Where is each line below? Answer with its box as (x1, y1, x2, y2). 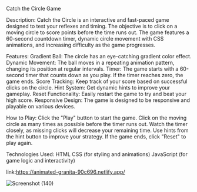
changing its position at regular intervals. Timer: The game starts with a (6, 65, 179, 72)
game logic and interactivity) (6, 157, 75, 164)
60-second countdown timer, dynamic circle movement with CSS (6, 35, 164, 42)
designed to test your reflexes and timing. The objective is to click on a (6, 23, 178, 29)
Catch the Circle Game (6, 5, 61, 12)
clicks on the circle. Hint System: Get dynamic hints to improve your (6, 84, 171, 91)
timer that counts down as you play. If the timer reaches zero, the (25, 72, 183, 78)
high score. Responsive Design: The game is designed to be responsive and (6, 97, 190, 104)
